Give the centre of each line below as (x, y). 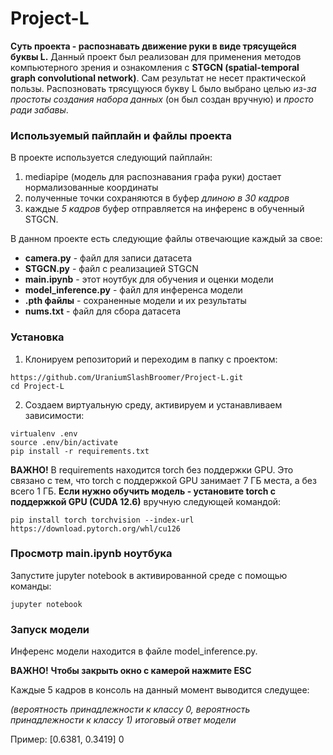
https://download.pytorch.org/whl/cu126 (96, 528)
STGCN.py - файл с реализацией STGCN (111, 269)
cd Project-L (37, 386)
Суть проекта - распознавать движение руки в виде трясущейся (153, 46)
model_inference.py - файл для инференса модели (133, 290)
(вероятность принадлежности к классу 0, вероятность (130, 709)
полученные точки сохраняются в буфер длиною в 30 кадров (157, 198)
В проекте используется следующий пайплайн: (111, 158)
